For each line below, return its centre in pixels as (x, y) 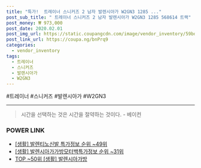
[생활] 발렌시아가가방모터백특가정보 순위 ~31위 (69, 152)
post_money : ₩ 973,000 (34, 23)
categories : (21, 45)
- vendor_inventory (36, 51)
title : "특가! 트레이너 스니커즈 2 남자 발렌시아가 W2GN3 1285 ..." (84, 12)
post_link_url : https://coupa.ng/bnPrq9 (57, 39)
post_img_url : (24, 34)
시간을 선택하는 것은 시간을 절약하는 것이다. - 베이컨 (81, 115)
